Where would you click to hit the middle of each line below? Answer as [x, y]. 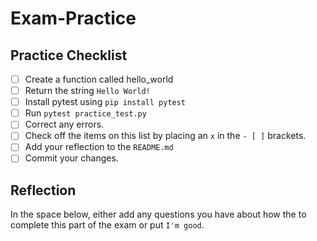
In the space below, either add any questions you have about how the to [158, 214]
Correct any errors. [64, 124]
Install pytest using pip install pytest [105, 102]
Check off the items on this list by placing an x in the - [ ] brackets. [165, 136]
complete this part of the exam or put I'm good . [107, 225]
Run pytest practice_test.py [85, 113]
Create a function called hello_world [99, 79]
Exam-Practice [73, 18]
